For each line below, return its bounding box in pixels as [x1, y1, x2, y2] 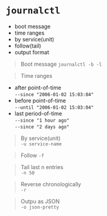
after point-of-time [14, 84, 61, 91]
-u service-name [20, 141, 62, 147]
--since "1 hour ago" [14, 117, 69, 124]
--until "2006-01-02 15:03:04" [14, 104, 94, 111]
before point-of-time [14, 97, 66, 104]
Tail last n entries [20, 163, 64, 170]
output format [14, 48, 49, 56]
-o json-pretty [20, 204, 60, 210]
